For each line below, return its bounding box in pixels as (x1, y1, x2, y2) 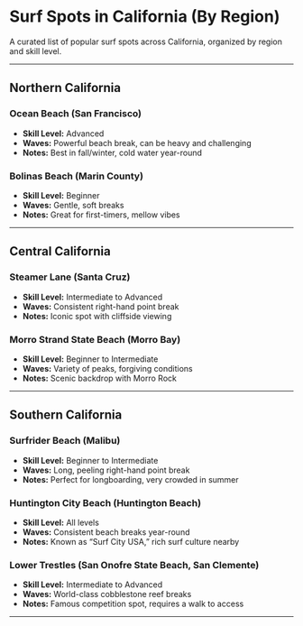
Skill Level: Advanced (22, 128, 105, 139)
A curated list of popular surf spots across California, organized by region (9, 36, 282, 47)
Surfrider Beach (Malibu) (9, 435, 121, 447)
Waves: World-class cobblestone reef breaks (22, 589, 192, 600)
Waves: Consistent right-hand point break (22, 300, 179, 312)
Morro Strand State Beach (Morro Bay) (9, 333, 181, 345)
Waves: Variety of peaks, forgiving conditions (22, 363, 193, 373)
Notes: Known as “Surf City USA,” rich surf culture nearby (22, 536, 240, 547)
